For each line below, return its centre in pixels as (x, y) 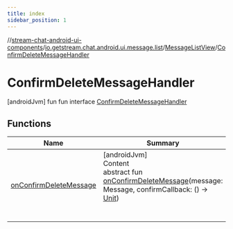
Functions (29, 123)
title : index (26, 14)
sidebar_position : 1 (37, 20)
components (25, 47)
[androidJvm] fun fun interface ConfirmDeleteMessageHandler (97, 102)
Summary (163, 143)
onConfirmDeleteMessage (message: (163, 181)
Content (116, 164)
